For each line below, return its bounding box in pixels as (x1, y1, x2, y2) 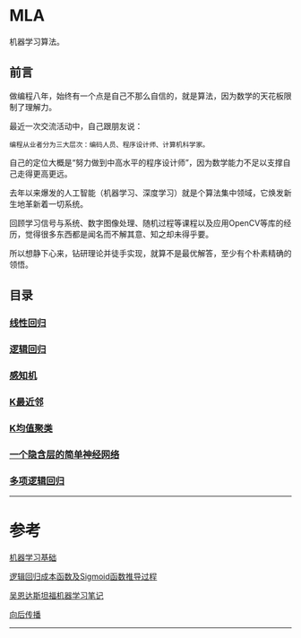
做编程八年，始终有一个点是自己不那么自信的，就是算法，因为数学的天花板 (9, 91, 284, 101)
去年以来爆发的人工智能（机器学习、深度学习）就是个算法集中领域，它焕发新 (9, 187, 292, 198)
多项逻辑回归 (9, 474, 65, 487)
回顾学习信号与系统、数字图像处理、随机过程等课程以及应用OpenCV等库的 (9, 217, 284, 228)
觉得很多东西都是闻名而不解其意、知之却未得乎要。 (24, 228, 213, 239)
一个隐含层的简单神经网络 (9, 448, 120, 461)
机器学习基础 (9, 552, 56, 563)
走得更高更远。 (16, 168, 73, 179)
